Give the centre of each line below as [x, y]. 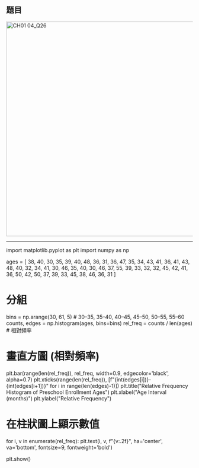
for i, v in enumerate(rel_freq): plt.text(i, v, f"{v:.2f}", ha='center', [84, 441]
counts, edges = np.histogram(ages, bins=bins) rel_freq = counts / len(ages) [99, 323]
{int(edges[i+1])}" [28, 386]
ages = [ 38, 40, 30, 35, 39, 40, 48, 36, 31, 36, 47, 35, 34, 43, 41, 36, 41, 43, [98, 262]
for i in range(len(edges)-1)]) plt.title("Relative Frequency [119, 386]
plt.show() [19, 459]
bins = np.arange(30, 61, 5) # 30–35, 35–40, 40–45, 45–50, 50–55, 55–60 [95, 317]
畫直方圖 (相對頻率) [53, 356]
